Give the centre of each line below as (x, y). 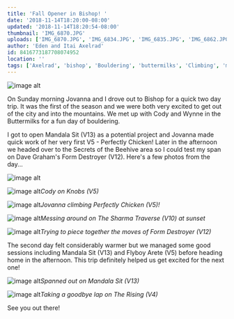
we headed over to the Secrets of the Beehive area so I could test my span (114, 149)
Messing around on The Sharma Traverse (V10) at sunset (123, 218)
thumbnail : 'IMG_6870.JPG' (46, 33)
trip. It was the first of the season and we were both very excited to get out (115, 106)
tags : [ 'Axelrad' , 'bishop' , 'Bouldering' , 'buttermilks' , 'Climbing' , (113, 65)
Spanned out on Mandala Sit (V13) (90, 281)
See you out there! (34, 308)
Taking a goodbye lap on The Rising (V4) (99, 294)
